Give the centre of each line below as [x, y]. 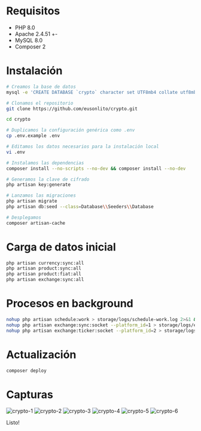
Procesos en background [70, 304]
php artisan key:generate [38, 185]
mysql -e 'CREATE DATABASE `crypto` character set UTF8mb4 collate [92, 92]
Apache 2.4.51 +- [36, 33]
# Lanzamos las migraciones [41, 195]
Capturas [30, 394]
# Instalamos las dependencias [45, 163]
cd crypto [19, 120]
